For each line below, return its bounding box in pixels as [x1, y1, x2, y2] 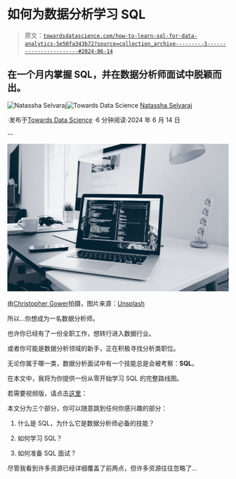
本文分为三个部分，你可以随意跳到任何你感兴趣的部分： [7, 404, 167, 412]
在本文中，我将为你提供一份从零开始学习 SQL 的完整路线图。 [7, 374, 183, 382]
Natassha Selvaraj [140, 101, 192, 109]
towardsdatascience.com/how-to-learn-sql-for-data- [43, 32, 198, 39]
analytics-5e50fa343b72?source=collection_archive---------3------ [24, 40, 226, 47]
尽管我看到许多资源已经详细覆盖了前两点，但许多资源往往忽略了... [7, 464, 198, 472]
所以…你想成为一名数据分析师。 [7, 314, 100, 323]
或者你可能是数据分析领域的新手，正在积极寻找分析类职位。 [7, 344, 180, 352]
